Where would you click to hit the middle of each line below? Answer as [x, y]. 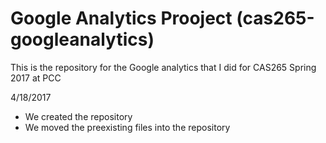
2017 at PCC [36, 78]
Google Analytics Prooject [121, 18]
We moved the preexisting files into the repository [127, 127]
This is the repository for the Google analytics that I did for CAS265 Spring [163, 67]
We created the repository [78, 116]
